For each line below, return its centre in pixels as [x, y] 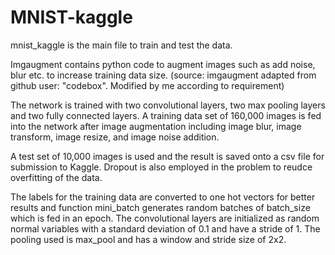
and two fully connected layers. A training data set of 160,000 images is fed [166, 115]
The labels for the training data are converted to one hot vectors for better [163, 197]
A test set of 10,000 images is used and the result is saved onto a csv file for [167, 156]
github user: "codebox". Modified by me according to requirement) [147, 85]
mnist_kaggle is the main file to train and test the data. [121, 45]
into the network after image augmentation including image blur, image [156, 126]
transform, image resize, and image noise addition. [115, 137]
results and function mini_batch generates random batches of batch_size [160, 207]
